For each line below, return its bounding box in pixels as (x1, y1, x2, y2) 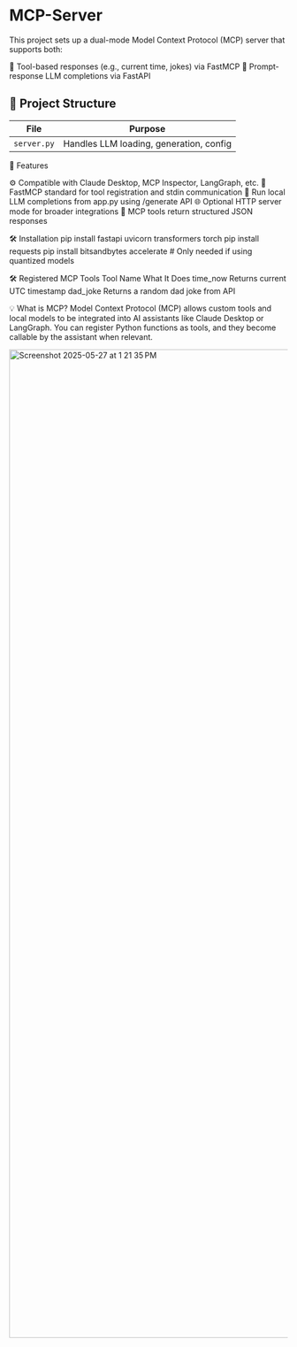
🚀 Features (9, 160, 49, 171)
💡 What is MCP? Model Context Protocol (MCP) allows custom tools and (9, 303, 272, 313)
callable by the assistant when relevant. (9, 331, 153, 342)
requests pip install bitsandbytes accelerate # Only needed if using (9, 245, 253, 257)
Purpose (129, 122, 166, 135)
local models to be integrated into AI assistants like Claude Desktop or (9, 312, 264, 323)
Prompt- (248, 61, 280, 72)
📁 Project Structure (9, 96, 117, 112)
